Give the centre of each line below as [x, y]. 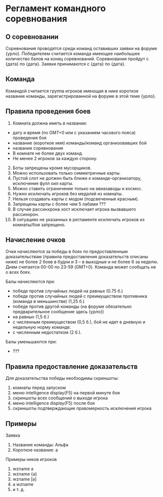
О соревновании [32, 37]
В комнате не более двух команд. [48, 153]
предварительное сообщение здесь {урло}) [58, 312]
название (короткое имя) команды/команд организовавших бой [80, 143]
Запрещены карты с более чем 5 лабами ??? [59, 204]
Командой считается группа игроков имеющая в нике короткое [72, 91]
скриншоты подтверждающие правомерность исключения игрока [82, 408]
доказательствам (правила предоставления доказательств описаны [77, 257]
